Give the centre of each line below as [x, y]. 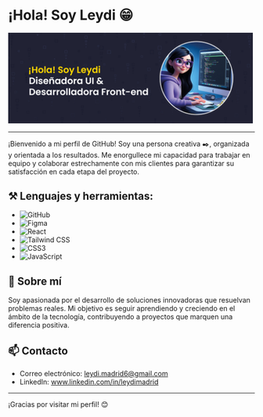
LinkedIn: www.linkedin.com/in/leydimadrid [89, 382]
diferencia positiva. [39, 325]
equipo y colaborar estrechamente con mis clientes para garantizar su [121, 163]
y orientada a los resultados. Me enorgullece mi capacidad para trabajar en [129, 154]
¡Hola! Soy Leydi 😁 [71, 15]
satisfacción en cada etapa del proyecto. [74, 172]
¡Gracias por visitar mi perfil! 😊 [58, 404]
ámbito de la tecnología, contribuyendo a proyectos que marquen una [121, 317]
